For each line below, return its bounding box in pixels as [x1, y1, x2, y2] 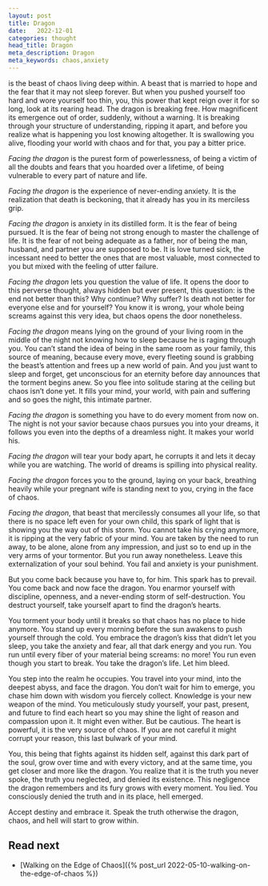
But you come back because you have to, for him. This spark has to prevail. [8, 574, 257, 584]
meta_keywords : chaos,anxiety [8, 57, 110, 65]
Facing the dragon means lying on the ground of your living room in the [8, 326, 244, 336]
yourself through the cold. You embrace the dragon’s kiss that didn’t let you [8, 633, 257, 642]
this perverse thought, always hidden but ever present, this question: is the [8, 285, 255, 295]
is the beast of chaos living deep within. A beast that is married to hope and [8, 78, 258, 88]
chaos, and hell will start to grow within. [8, 815, 139, 825]
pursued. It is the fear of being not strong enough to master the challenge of [8, 227, 260, 237]
